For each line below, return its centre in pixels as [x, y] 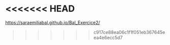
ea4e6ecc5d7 [108, 37]
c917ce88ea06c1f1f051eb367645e [129, 32]
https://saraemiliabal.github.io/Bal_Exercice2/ [53, 22]
